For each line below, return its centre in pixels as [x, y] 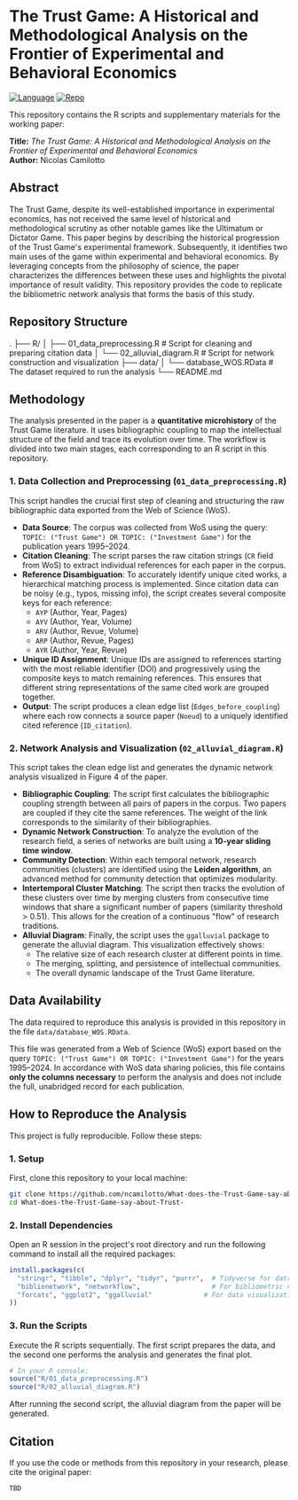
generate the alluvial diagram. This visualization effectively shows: [143, 944]
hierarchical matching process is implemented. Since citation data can [150, 583]
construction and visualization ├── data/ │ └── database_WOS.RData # [141, 362]
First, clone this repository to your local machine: [98, 1177]
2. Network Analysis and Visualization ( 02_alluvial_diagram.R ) [146, 748]
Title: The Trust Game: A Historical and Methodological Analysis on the [140, 141]
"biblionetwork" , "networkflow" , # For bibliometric [150, 1286]
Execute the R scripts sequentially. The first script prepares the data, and [142, 1345]
